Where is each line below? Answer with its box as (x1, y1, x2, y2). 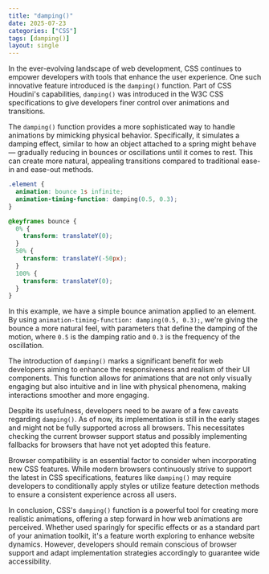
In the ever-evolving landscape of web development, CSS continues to (8, 64, 243, 73)
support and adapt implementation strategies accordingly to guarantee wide (8, 548, 260, 558)
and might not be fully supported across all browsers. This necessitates (8, 423, 245, 433)
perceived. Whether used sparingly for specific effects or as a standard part (8, 523, 260, 532)
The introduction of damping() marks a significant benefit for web (8, 356, 223, 366)
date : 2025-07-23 (8, 19, 67, 27)
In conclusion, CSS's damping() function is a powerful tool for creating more (8, 506, 259, 515)
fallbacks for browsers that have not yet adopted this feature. (8, 440, 211, 450)
